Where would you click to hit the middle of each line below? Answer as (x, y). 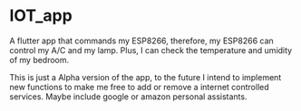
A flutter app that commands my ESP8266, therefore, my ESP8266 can (141, 41)
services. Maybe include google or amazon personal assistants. (128, 97)
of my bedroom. (39, 60)
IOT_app (41, 16)
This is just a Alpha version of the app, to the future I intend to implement (146, 77)
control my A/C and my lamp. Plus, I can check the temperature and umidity (151, 50)
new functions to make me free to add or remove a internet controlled (139, 87)
